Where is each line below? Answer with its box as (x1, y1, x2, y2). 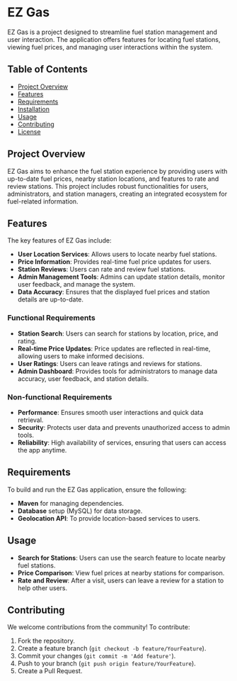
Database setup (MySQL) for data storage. (17, 506, 143, 515)
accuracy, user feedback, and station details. (17, 374, 149, 383)
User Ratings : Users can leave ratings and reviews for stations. (17, 359, 202, 367)
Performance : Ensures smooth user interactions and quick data (17, 408, 204, 416)
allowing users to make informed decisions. (17, 352, 145, 360)
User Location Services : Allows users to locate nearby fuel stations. (17, 250, 217, 259)
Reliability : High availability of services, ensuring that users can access (17, 438, 226, 447)
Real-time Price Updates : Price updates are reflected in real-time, (17, 344, 211, 353)
